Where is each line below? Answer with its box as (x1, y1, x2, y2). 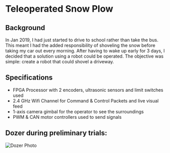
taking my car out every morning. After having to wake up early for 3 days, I (5, 48, 165, 54)
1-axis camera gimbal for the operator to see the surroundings (12, 108, 144, 115)
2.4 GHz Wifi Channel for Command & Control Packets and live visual (12, 97, 159, 104)
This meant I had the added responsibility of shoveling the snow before (5, 42, 156, 48)
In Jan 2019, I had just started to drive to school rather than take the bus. (5, 37, 159, 43)
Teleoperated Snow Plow (5, 3, 114, 15)
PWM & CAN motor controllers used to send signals (12, 114, 122, 120)
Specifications (5, 73, 53, 82)
